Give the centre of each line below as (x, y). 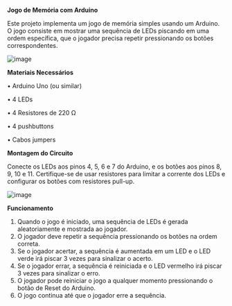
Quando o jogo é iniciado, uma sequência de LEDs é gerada (102, 222)
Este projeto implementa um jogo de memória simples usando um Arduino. (114, 23)
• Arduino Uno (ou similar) (44, 86)
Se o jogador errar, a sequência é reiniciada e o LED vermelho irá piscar (120, 266)
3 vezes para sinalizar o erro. (59, 273)
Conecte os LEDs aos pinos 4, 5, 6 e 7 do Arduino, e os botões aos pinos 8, (115, 167)
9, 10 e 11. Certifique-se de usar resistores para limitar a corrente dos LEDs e (116, 174)
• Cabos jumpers (32, 139)
